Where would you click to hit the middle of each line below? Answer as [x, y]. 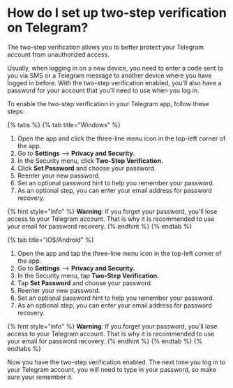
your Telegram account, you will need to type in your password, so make [112, 369]
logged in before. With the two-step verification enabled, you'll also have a [114, 82]
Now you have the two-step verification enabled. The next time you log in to [116, 362]
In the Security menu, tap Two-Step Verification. [88, 275]
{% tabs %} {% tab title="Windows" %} [64, 124]
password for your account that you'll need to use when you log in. [104, 90]
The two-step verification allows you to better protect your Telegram [106, 47]
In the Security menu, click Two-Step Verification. [90, 160]
